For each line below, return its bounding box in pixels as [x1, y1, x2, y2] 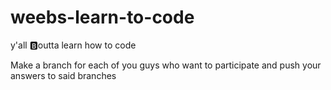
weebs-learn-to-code [10, 6, 195, 29]
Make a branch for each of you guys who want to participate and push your [10, 59, 322, 71]
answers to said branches [10, 69, 117, 81]
